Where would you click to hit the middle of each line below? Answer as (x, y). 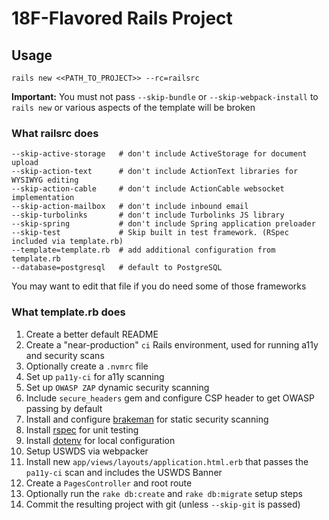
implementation (43, 198)
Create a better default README (92, 334)
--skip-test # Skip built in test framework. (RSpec (150, 233)
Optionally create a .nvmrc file (87, 366)
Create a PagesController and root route (109, 483)
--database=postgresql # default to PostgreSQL (117, 268)
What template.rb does (68, 312)
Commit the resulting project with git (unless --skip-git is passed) (163, 504)
